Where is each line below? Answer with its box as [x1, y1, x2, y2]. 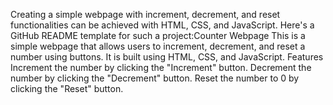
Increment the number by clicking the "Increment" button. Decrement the [10, 62, 312, 73]
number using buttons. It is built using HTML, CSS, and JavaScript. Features [10, 51, 324, 63]
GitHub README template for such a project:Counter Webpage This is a [10, 30, 306, 41]
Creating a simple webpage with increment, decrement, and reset [10, 9, 281, 20]
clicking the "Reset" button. [10, 83, 124, 94]
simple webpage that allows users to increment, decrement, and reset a [10, 40, 306, 52]
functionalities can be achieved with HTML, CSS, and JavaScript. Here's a [10, 19, 315, 31]
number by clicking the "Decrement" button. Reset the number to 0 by [10, 72, 300, 84]
